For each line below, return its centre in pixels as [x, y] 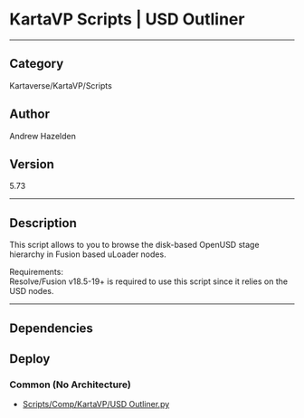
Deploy [30, 359]
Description [43, 223]
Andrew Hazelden [43, 136]
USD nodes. [32, 291]
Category [37, 64]
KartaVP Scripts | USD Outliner [127, 19]
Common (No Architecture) [70, 385]
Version [32, 164]
